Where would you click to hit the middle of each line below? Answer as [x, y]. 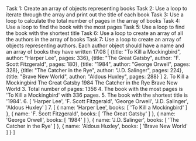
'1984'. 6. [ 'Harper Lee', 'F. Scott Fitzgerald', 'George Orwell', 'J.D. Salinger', [97, 101]
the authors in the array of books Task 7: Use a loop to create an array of [94, 39]
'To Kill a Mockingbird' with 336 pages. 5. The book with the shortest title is [97, 95]
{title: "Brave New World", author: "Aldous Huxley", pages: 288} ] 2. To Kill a [97, 76]
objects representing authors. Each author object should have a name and [95, 45]
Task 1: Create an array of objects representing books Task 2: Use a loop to [97, 8]
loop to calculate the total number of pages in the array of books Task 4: [93, 21]
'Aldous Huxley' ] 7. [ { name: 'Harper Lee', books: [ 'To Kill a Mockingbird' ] [97, 107]
